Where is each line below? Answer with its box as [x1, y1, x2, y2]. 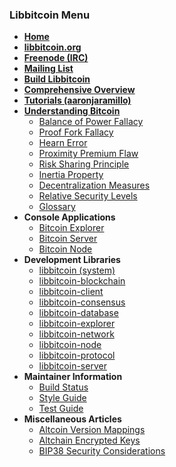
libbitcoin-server [38, 360, 107, 372]
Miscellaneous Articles [23, 413, 122, 425]
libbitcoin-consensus [38, 296, 126, 308]
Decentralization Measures [38, 179, 151, 192]
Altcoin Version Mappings [38, 424, 146, 436]
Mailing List [23, 63, 74, 75]
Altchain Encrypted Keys [38, 434, 141, 447]
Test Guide [38, 403, 84, 415]
